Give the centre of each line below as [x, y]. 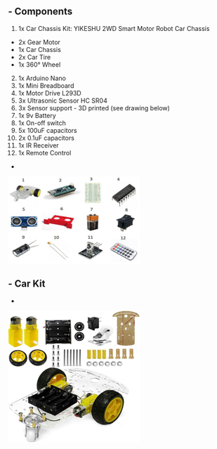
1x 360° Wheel [39, 64]
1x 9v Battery [37, 115]
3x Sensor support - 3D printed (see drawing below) [94, 108]
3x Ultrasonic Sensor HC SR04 [63, 100]
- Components [40, 12]
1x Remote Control [45, 152]
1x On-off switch [42, 123]
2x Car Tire [34, 57]
